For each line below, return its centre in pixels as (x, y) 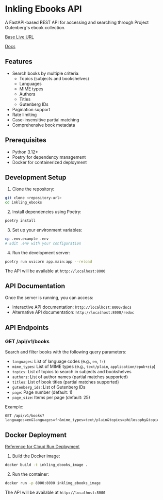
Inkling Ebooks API (43, 9)
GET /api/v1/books (27, 341)
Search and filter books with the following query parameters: (66, 352)
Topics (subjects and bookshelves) (54, 78)
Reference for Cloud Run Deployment (42, 446)
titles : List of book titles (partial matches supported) (65, 382)
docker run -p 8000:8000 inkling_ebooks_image (53, 483)
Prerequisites (26, 140)
